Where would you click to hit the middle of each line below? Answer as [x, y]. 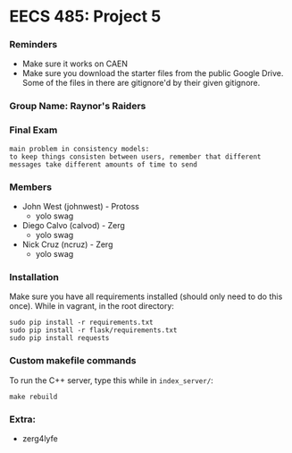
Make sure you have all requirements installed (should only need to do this [146, 296]
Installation [34, 277]
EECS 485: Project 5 [85, 17]
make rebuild [33, 397]
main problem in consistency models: [79, 149]
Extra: [23, 419]
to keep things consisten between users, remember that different [135, 157]
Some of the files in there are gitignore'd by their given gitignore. [141, 83]
